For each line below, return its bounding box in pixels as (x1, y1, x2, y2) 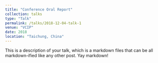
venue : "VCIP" (5, 25, 34, 30)
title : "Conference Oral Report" (5, 7, 73, 12)
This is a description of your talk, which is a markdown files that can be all (5, 47, 153, 53)
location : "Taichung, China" (5, 34, 64, 39)
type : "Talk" (5, 16, 32, 21)
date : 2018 (5, 30, 27, 34)
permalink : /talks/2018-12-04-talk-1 (5, 20, 82, 26)
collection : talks (5, 12, 42, 16)
